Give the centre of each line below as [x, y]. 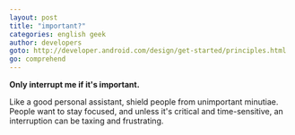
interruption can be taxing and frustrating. [87, 121]
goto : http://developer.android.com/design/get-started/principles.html [148, 51]
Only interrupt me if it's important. [75, 84]
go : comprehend [38, 59]
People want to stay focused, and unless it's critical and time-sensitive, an [147, 111]
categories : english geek [57, 34]
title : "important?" [48, 26]
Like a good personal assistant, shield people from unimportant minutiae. [144, 102]
